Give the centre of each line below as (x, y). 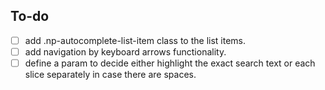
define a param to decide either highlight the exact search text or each (170, 63)
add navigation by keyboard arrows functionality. (125, 51)
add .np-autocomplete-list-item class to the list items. (135, 40)
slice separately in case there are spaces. (110, 74)
